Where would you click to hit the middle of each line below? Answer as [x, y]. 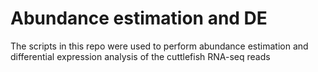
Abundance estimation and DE [139, 18]
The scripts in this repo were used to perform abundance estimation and [159, 46]
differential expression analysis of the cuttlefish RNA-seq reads [140, 56]
